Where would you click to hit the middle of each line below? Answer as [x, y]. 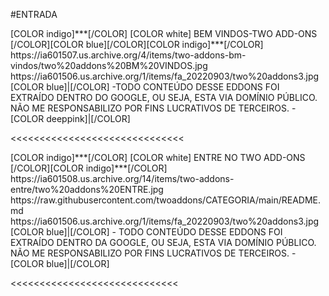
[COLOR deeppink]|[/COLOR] [70, 118]
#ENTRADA [34, 14]
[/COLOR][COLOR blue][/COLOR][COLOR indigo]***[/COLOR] [137, 44]
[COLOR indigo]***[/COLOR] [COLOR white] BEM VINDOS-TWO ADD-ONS [164, 33]
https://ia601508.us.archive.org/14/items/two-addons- [122, 178]
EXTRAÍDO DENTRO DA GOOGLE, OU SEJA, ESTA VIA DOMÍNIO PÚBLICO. [163, 242]
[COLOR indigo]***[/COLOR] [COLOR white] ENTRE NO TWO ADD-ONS [158, 157]
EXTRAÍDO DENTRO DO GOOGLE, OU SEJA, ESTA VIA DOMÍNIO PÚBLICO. [164, 97]
